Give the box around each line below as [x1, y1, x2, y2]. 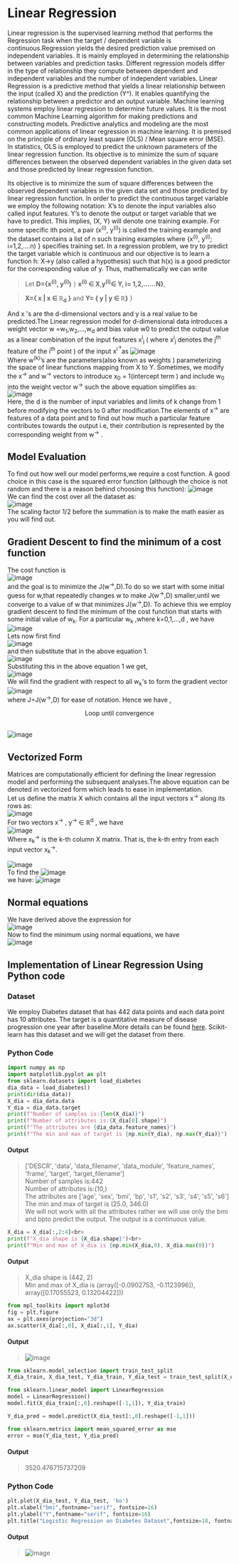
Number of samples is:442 [24, 1177, 103, 1185]
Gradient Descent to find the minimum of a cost [7, 536, 222, 548]
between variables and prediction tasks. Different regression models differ [7, 58, 225, 67]
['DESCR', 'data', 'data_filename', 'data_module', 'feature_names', [24, 1162, 216, 1170]
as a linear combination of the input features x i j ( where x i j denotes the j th [7, 334, 221, 345]
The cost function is [7, 566, 66, 575]
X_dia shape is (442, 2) [24, 1273, 93, 1282]
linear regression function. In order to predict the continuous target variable [7, 194, 229, 203]
